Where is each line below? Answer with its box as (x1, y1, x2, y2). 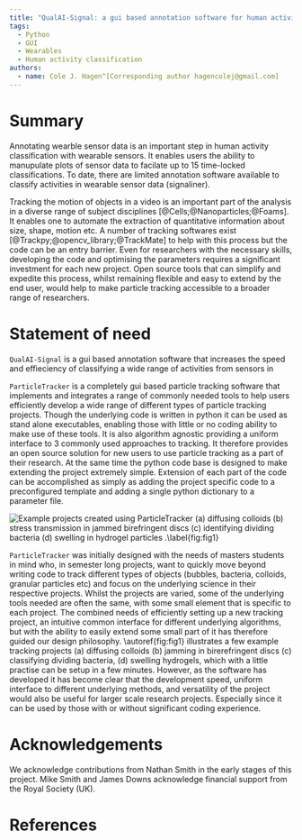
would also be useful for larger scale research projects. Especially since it (9, 693, 282, 704)
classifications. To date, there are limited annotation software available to (9, 169, 280, 180)
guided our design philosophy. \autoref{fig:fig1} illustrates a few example (9, 635, 279, 646)
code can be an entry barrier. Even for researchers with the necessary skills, (9, 244, 293, 255)
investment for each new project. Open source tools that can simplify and (9, 263, 281, 274)
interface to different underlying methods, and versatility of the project (9, 683, 271, 694)
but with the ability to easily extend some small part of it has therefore (9, 625, 268, 636)
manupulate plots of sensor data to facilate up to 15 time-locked (9, 160, 245, 170)
